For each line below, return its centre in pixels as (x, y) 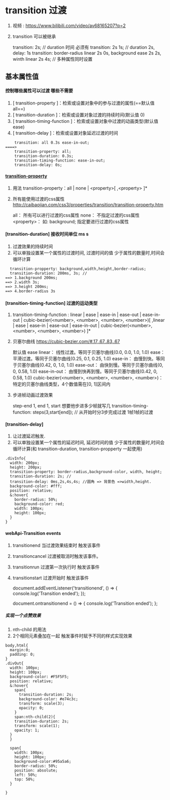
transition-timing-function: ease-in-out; (60, 160)
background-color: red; (40, 504)
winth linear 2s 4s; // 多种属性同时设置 (53, 59)
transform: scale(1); (37, 726)
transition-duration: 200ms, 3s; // (48, 273)
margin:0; (20, 650)
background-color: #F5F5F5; (40, 677)
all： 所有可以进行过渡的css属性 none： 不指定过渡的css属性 (76, 215)
